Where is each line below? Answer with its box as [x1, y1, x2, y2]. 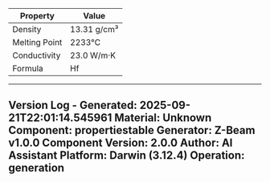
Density [12, 24, 42, 34]
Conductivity [12, 50, 61, 61]
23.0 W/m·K [69, 50, 117, 61]
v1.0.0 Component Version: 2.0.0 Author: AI [8, 136, 233, 150]
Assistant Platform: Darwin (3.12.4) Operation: [8, 148, 245, 163]
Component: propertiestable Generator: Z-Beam [8, 123, 256, 137]
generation [8, 161, 65, 175]
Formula [12, 63, 44, 74]
